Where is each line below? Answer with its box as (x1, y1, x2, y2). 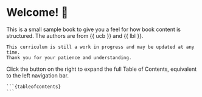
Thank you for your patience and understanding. (6, 54, 132, 60)
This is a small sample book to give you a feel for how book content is (6, 26, 181, 33)
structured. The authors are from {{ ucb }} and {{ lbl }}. (6, 32, 144, 39)
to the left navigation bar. (6, 71, 69, 79)
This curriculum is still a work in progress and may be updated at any (6, 44, 195, 50)
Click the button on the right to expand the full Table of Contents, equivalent (6, 65, 197, 73)
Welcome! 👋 (6, 5, 69, 20)
